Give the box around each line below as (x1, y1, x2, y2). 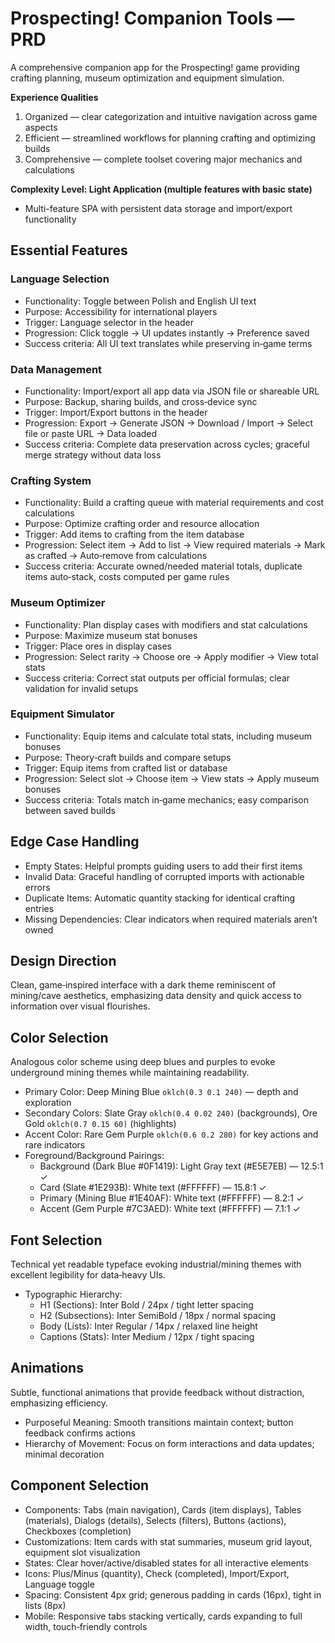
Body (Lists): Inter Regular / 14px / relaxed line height (39, 1320, 258, 1332)
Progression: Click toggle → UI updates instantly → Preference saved (24, 327, 310, 339)
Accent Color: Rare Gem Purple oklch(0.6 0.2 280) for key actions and (24, 1128, 319, 1141)
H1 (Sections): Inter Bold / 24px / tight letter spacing (39, 1299, 254, 1311)
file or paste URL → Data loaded (24, 427, 158, 439)
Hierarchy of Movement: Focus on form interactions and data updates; (24, 1437, 315, 1449)
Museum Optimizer (10, 596, 106, 610)
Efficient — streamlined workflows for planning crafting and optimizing (24, 132, 316, 144)
